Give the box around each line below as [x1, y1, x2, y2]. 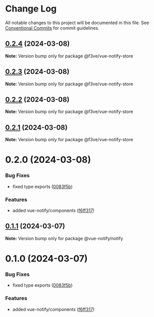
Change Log [5, 3, 57, 15]
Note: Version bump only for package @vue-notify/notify [5, 235, 123, 241]
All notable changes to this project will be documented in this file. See [5, 20, 149, 26]
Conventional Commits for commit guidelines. [5, 25, 99, 31]
